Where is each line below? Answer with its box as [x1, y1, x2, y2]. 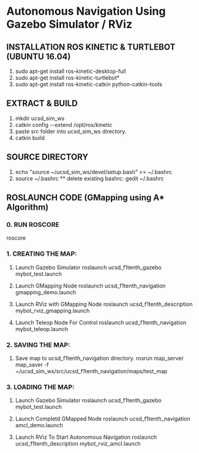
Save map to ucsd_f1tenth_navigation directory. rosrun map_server [15, 354, 184, 362]
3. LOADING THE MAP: [6, 383, 75, 391]
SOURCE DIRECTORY [6, 152, 89, 162]
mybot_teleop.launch [15, 325, 69, 332]
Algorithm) [6, 202, 49, 213]
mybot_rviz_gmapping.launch [15, 306, 90, 314]
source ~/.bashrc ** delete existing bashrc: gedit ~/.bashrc [15, 175, 164, 182]
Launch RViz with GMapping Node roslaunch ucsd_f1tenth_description [15, 300, 193, 308]
